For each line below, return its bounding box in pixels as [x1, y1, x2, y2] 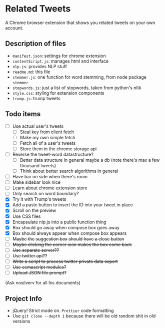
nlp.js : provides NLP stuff [12, 63, 67, 69]
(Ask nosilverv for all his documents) [5, 280, 81, 286]
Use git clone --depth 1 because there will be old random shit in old [12, 313, 156, 318]
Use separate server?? [12, 247, 59, 253]
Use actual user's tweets [12, 123, 64, 129]
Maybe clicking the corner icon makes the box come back [12, 241, 132, 247]
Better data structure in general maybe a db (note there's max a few [19, 157, 160, 163]
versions [12, 318, 30, 324]
